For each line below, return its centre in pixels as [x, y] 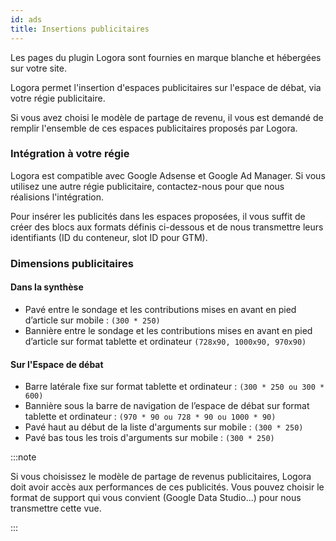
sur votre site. [39, 68]
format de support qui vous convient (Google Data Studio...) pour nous [156, 498]
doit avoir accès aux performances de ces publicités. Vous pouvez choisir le [167, 487]
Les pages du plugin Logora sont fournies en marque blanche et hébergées [166, 57]
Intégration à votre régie [70, 154]
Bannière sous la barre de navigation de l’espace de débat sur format [167, 406]
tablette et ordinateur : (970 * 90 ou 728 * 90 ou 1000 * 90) [150, 417]
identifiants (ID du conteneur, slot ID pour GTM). [109, 237]
